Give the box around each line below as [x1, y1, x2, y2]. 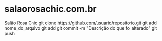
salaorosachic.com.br [4, 3, 97, 15]
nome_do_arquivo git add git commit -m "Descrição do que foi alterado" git [4, 25, 157, 31]
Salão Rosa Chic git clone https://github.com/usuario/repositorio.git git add [4, 20, 157, 26]
